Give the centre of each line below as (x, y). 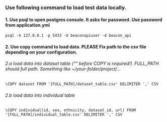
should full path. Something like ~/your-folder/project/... (63, 69)
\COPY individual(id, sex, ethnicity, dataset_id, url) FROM (71, 110)
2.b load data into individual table (40, 95)
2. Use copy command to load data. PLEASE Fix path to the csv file (76, 46)
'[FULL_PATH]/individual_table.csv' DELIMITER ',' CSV (64, 115)
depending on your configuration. (41, 52)
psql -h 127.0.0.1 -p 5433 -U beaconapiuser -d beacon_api (68, 36)
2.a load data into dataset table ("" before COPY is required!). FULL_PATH (82, 64)
